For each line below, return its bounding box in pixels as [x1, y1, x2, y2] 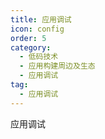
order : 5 [10, 33, 47, 43]
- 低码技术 [19, 52, 59, 62]
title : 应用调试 [10, 14, 72, 25]
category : [10, 42, 52, 53]
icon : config [10, 24, 65, 34]
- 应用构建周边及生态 [19, 61, 96, 71]
